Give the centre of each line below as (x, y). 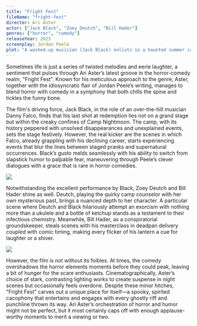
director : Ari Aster (31, 22)
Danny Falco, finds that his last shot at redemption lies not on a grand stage (97, 115)
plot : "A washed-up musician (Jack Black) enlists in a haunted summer (95, 50)
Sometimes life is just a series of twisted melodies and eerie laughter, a (92, 66)
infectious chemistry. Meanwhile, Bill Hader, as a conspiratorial (82, 219)
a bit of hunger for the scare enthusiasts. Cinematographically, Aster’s (90, 273)
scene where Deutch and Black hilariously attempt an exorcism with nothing (98, 207)
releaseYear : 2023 (28, 39)
